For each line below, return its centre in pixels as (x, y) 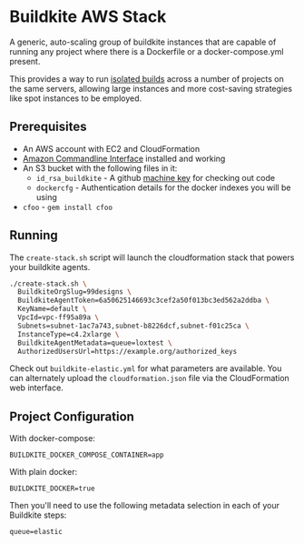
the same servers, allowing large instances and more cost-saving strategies (151, 88)
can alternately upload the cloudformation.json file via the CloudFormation (150, 378)
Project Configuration (72, 416)
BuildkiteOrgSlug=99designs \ (74, 292)
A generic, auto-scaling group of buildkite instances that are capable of (143, 42)
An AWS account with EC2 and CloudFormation (111, 148)
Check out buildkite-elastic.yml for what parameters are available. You (146, 368)
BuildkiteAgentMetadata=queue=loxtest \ (95, 343)
